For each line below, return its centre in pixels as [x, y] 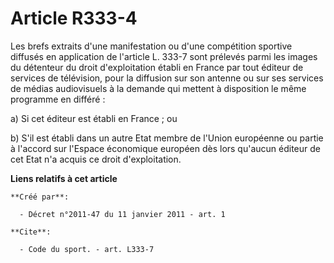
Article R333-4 [74, 18]
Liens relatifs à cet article [64, 178]
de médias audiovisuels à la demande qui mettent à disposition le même [158, 88]
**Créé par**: [40, 197]
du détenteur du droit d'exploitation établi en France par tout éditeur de [157, 67]
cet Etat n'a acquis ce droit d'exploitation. [96, 159]
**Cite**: [31, 232]
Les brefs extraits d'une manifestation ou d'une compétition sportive [151, 46]
